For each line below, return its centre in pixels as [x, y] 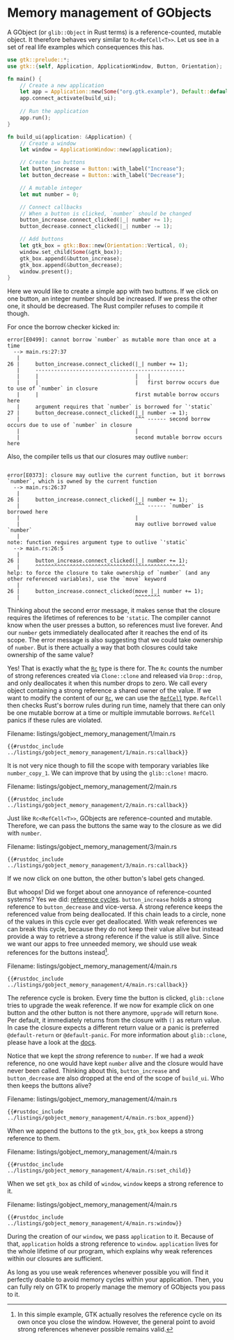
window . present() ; [46, 271]
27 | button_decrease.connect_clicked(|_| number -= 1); [98, 413]
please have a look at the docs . [52, 1042]
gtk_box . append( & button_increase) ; [71, 258]
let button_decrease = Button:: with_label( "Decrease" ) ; [103, 176]
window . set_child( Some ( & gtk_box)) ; [71, 252]
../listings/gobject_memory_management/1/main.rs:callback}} [98, 753]
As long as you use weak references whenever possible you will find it [108, 1272]
